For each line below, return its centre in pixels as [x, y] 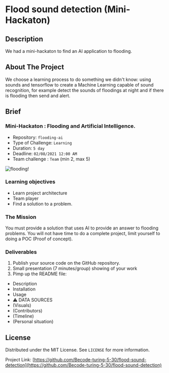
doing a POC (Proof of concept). [39, 239]
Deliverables [21, 252]
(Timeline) [23, 316]
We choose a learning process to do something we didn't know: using [78, 79]
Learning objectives [30, 182]
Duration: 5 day [28, 148]
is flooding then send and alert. [38, 96]
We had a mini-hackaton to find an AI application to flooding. [69, 51]
